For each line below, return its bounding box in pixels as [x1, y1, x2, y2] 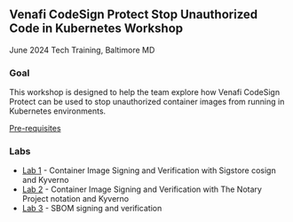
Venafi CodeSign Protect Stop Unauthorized [9, 7, 258, 22]
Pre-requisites [9, 123, 61, 134]
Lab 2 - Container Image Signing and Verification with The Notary [21, 184, 262, 194]
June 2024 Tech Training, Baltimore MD [9, 44, 155, 55]
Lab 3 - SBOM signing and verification [21, 203, 162, 214]
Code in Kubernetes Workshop [9, 21, 184, 36]
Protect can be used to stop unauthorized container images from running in [9, 97, 285, 107]
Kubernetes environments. [9, 106, 107, 116]
